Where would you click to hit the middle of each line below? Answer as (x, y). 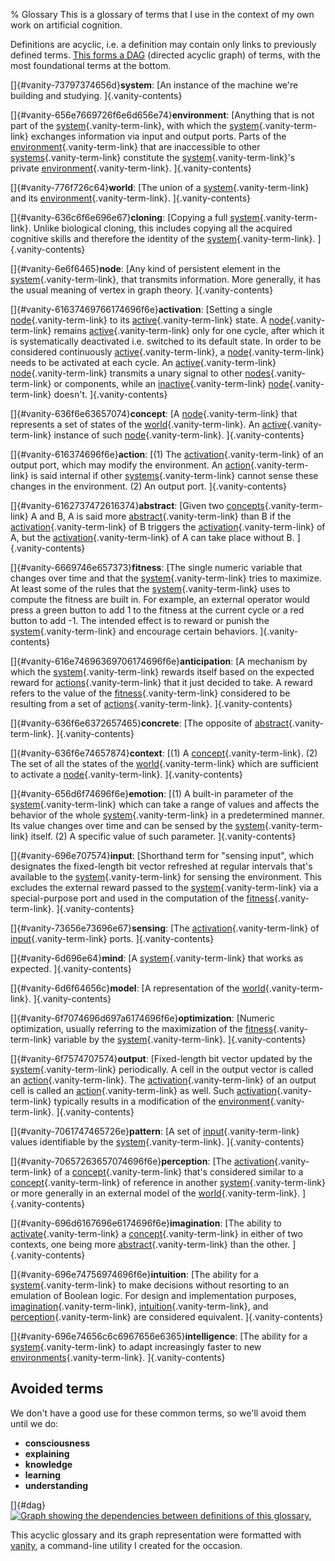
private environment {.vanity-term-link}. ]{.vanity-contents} (131, 168)
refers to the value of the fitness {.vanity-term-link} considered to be (150, 693)
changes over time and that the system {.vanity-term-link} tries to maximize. (166, 578)
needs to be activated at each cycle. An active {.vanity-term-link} (143, 362)
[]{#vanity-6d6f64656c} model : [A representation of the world (138, 988)
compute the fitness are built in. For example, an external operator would (160, 599)
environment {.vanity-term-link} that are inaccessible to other (135, 147)
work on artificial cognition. (66, 25)
